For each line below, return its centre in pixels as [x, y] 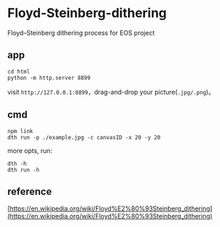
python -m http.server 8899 [49, 78]
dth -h [17, 164]
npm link [20, 131]
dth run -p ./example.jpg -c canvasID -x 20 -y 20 [84, 137]
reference [30, 191]
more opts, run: [30, 150]
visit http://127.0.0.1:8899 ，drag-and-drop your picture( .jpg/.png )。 [111, 92]
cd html [19, 72]
